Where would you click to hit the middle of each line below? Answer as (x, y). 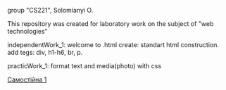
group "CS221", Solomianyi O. (50, 10)
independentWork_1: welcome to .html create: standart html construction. (113, 45)
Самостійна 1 (27, 79)
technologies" (27, 31)
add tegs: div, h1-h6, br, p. (45, 52)
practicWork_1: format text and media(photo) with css (84, 66)
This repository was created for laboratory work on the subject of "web (111, 24)
